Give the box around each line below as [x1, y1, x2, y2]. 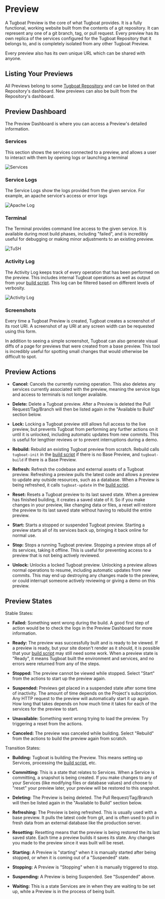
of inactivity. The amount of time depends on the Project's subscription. [12, 690, 158, 696]
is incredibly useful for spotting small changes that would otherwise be [5, 349, 148, 354]
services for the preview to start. [12, 706, 79, 712]
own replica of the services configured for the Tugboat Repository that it [5, 35, 152, 41]
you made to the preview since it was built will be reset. [12, 839, 125, 845]
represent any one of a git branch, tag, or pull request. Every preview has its [5, 30, 159, 36]
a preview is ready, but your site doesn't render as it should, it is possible [12, 645, 160, 651]
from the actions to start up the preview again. [12, 675, 106, 681]
